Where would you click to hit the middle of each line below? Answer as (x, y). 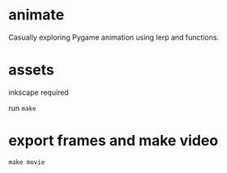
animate (36, 15)
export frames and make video (113, 141)
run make (22, 108)
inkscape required (39, 92)
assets (32, 70)
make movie (27, 162)
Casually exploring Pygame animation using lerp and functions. (114, 37)
